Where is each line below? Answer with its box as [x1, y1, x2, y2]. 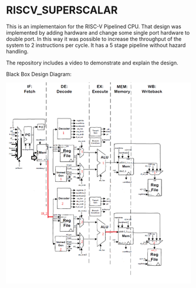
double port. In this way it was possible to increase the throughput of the [6, 35, 182, 42]
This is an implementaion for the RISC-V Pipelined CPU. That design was [6, 23, 182, 30]
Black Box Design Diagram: [6, 70, 72, 77]
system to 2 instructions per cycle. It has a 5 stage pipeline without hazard [6, 42, 186, 49]
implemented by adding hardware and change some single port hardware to [6, 29, 190, 36]
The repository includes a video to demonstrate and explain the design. [6, 59, 179, 66]
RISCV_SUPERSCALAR [6, 4, 118, 17]
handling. [6, 48, 29, 55]
